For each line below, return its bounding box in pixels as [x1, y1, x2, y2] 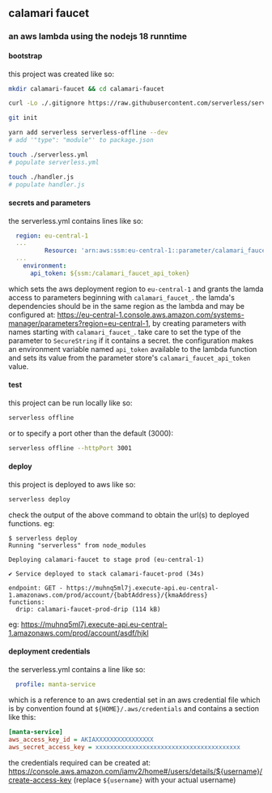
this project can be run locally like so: [8, 398, 133, 408]
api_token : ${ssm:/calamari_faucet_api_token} [29, 269, 190, 277]
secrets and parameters [8, 198, 91, 208]
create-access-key [8, 774, 72, 785]
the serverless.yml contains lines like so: [8, 216, 143, 225]
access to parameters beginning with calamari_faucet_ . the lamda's [8, 292, 235, 302]
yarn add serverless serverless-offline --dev [8, 129, 168, 137]
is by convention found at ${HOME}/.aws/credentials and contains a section [8, 703, 260, 713]
